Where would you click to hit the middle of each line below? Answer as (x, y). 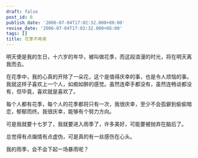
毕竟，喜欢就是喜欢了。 (50, 91)
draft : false (22, 12)
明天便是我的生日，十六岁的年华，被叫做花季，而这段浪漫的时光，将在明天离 (99, 57)
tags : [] (17, 34)
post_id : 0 (19, 17)
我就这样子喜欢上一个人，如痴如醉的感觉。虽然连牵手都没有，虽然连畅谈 (94, 84)
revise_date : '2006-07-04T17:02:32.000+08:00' (64, 28)
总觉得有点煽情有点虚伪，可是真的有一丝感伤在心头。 (71, 136)
